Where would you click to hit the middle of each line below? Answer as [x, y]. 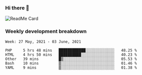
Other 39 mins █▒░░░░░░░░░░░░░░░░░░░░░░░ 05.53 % [71, 59]
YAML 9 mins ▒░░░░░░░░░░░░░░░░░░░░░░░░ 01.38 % [71, 68]
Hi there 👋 [17, 8]
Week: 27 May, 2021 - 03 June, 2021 [43, 41]
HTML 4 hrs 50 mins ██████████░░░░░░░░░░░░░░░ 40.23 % [71, 55]
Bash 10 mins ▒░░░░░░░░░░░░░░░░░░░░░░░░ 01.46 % [71, 63]
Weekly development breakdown [46, 32]
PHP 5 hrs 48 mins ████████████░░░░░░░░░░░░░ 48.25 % [71, 50]
